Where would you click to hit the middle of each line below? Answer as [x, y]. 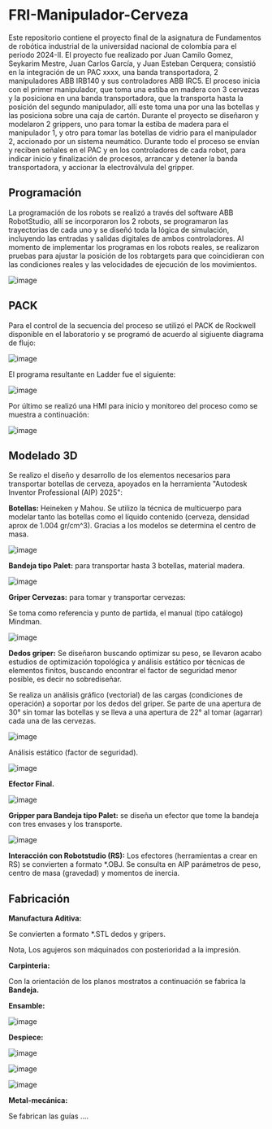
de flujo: [22, 343]
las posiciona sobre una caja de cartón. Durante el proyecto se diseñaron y [134, 115]
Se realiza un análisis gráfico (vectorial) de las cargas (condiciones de [126, 695]
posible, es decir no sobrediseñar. [65, 679]
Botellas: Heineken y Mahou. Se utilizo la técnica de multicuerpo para [125, 508]
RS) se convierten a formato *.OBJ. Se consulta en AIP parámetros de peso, [135, 864]
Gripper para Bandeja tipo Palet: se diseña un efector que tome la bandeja [134, 816]
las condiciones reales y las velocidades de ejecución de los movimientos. [133, 264]
